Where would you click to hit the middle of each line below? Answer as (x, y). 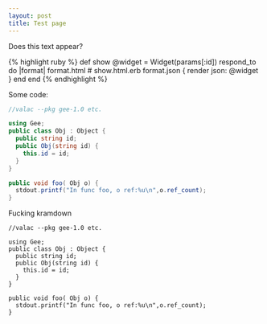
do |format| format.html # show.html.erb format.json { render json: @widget (133, 70)
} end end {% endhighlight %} (58, 79)
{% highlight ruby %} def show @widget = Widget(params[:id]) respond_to (132, 62)
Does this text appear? (45, 46)
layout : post (30, 16)
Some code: (28, 94)
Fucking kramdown (40, 213)
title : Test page (37, 23)
